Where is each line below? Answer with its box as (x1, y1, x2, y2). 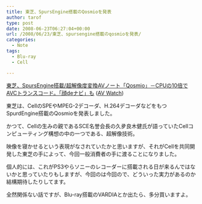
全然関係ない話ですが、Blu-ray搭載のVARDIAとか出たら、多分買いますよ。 (6, 191, 192, 198)
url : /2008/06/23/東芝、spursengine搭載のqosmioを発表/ (6, 31, 142, 37)
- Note (11, 43, 28, 49)
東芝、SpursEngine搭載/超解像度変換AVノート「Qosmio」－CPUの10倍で (6, 82, 188, 89)
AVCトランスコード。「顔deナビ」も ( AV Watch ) (6, 89, 124, 96)
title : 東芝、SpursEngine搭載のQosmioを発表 (6, 8, 112, 15)
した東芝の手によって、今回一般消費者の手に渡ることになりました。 (11, 150, 180, 157)
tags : (6, 48, 20, 54)
